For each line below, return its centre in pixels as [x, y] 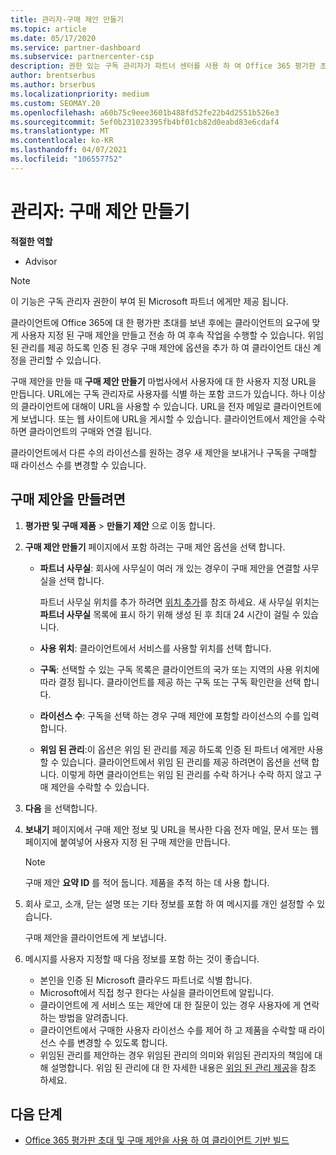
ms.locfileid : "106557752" [66, 159]
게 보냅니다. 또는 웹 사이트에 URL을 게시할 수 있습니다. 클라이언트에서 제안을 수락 [168, 418]
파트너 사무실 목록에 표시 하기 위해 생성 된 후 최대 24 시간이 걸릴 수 [170, 614]
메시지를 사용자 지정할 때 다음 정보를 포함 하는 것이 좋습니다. [142, 958]
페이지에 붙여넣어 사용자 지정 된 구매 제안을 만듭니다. [127, 842]
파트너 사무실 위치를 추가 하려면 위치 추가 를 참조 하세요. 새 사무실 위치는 [179, 602]
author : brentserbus [53, 76]
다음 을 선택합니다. [61, 808]
